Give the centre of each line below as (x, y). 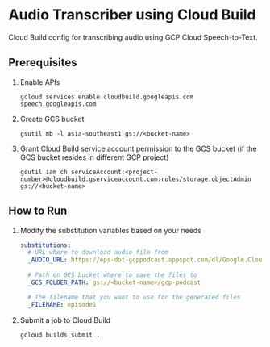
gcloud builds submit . (60, 335)
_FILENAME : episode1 (62, 304)
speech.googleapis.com (58, 104)
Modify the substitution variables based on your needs (110, 230)
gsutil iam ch (44, 172)
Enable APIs (40, 82)
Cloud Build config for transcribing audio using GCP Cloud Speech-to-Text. (133, 37)
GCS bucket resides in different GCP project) (94, 157)
